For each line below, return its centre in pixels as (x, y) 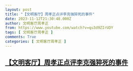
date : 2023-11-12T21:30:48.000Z (38, 19)
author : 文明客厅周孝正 (27, 23)
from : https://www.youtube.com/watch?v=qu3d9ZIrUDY (59, 28)
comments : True (21, 37)
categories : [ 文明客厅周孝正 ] (36, 42)
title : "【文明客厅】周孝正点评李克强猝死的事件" (50, 14)
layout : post (18, 10)
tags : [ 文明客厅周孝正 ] (29, 32)
